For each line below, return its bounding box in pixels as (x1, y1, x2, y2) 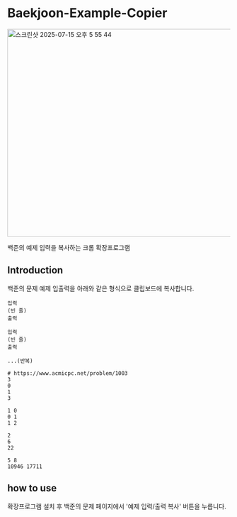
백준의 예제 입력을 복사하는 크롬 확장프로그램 (7, 243, 131, 251)
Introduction (7, 264, 64, 276)
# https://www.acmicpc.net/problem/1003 (7, 369, 129, 377)
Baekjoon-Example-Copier (7, 5, 168, 21)
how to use (7, 482, 57, 494)
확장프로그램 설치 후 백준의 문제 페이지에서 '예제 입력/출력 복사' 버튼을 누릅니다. (7, 502, 226, 511)
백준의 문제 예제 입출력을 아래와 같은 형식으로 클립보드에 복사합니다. (7, 284, 195, 293)
